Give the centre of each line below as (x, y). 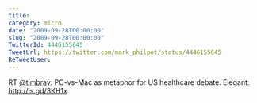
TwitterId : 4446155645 (46, 45)
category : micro (35, 23)
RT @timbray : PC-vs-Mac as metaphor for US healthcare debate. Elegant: (129, 82)
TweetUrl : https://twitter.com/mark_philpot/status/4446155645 (115, 52)
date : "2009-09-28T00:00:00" (56, 30)
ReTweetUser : (30, 60)
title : (19, 15)
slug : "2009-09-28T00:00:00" (56, 38)
